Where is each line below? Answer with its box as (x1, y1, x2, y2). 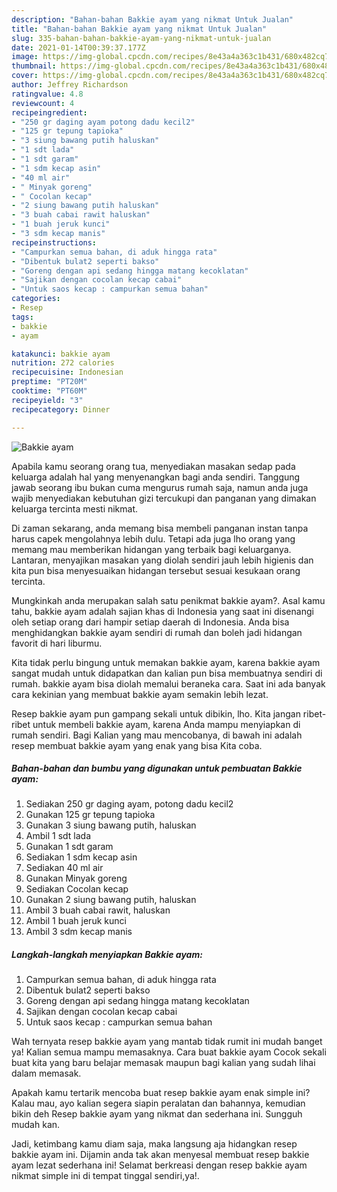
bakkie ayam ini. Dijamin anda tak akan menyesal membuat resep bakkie (11, 1149, 310, 1161)
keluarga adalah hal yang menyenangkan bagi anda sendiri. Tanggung (11, 471, 301, 483)
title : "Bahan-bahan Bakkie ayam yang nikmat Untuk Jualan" (11, 24, 268, 34)
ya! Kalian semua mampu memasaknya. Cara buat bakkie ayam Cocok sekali (11, 1046, 327, 1058)
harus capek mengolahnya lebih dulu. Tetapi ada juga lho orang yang (11, 532, 296, 545)
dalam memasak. (11, 1067, 82, 1080)
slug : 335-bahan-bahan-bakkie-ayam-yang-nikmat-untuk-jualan (11, 33, 272, 43)
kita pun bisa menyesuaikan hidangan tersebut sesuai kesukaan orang (11, 564, 301, 576)
